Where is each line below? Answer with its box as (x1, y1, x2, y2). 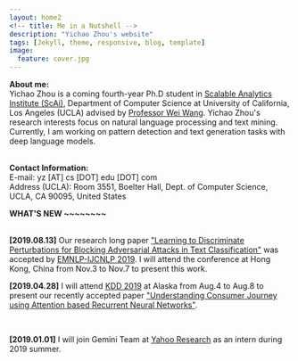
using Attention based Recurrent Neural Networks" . (9, 299, 198, 310)
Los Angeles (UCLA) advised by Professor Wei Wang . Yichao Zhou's (9, 108, 261, 118)
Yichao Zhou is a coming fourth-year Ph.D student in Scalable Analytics (9, 88, 272, 99)
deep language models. (9, 135, 96, 146)
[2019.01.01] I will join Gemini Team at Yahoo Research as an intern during (9, 334, 283, 344)
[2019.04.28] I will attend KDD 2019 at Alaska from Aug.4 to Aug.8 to (9, 281, 265, 291)
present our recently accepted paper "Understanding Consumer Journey (9, 291, 278, 300)
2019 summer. (9, 344, 62, 354)
